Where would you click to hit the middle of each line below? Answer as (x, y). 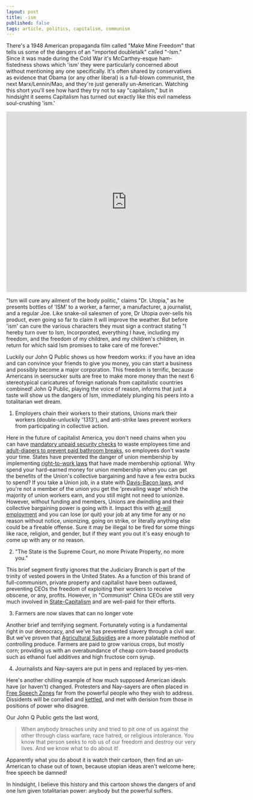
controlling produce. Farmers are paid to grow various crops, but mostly (95, 644)
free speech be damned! (37, 773)
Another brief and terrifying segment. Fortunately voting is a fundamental (97, 625)
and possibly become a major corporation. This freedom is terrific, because (100, 370)
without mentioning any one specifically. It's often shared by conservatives (99, 71)
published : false (28, 23)
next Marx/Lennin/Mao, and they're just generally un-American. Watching (97, 84)
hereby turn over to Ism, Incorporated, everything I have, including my (93, 333)
